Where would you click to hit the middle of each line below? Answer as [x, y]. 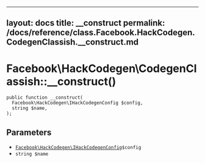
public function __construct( [45, 98]
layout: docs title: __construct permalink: [86, 23]
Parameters [29, 132]
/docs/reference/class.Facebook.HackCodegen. [101, 33]
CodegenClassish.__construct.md [73, 42]
